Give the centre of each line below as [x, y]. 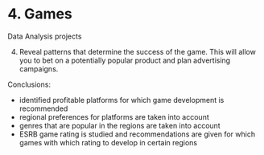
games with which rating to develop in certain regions [108, 142]
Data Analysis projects [45, 36]
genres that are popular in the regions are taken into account [120, 125]
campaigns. [39, 68]
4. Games [40, 14]
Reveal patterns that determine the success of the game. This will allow [138, 51]
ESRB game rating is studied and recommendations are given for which [137, 134]
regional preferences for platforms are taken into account [114, 116]
